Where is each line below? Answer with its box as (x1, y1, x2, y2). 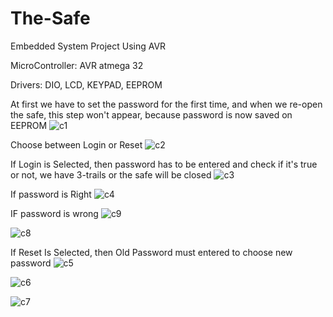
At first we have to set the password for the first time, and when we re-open (10, 98, 323, 110)
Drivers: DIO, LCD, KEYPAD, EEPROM (10, 78, 163, 91)
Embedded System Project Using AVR (10, 40, 167, 52)
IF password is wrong (10, 207, 99, 219)
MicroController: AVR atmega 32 (10, 59, 144, 71)
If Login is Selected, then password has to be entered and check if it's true (10, 158, 318, 170)
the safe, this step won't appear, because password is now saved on (10, 108, 293, 121)
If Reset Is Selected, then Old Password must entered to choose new (10, 246, 293, 258)
